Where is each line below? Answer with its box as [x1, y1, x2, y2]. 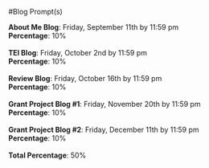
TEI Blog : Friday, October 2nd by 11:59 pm [8, 48, 147, 57]
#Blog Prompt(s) [8, 7, 63, 16]
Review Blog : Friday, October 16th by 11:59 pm [8, 74, 162, 83]
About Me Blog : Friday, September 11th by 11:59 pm [8, 23, 179, 31]
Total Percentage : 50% [8, 150, 87, 160]
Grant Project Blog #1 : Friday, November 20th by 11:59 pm [8, 100, 201, 109]
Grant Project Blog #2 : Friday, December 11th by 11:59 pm [8, 125, 199, 134]
